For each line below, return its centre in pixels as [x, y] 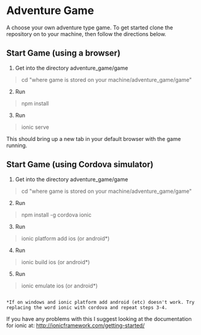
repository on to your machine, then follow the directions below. [86, 34]
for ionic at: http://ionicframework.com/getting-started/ [76, 325]
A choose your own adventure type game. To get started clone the [90, 27]
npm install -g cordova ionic [56, 215]
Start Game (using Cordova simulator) [80, 164]
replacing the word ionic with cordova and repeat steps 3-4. [87, 308]
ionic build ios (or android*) [55, 262]
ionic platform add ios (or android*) [65, 238]
